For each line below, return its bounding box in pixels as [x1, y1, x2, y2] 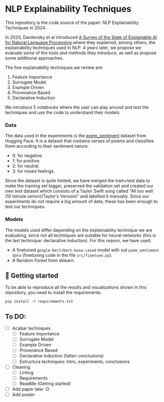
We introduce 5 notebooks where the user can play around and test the [5, 104, 149, 110]
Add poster [12, 391, 35, 397]
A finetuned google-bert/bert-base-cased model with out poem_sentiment [12, 247, 160, 253]
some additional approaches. [5, 55, 64, 61]
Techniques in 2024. [5, 24, 47, 30]
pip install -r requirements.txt [5, 299, 73, 304]
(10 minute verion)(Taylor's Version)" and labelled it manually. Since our [5, 193, 149, 199]
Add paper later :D [12, 386, 50, 392]
